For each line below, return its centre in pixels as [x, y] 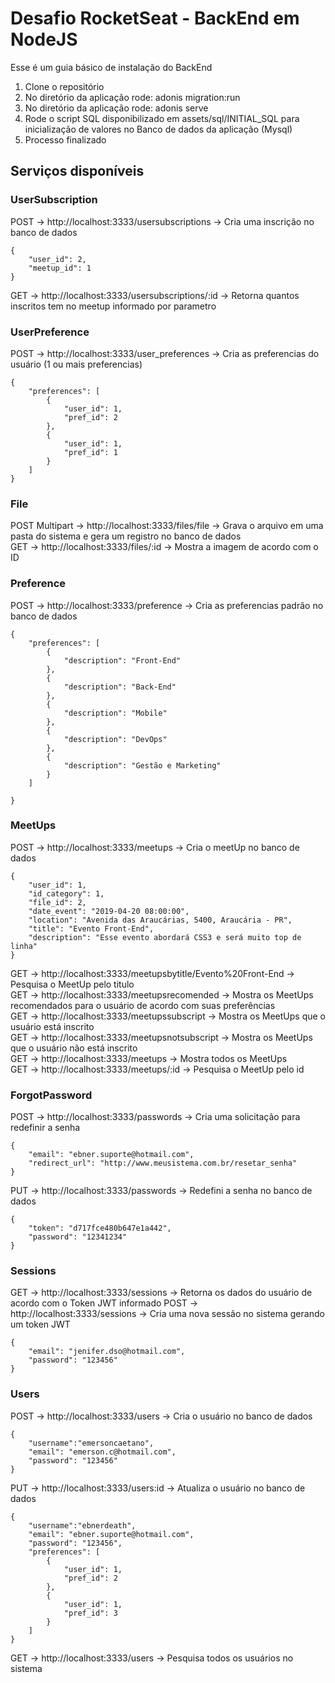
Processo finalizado [65, 139]
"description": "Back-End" [120, 687]
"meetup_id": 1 [60, 268]
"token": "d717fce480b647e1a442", [100, 1228]
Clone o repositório [64, 86]
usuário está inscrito [52, 1026]
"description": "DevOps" [115, 739]
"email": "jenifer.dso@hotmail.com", [107, 1352]
